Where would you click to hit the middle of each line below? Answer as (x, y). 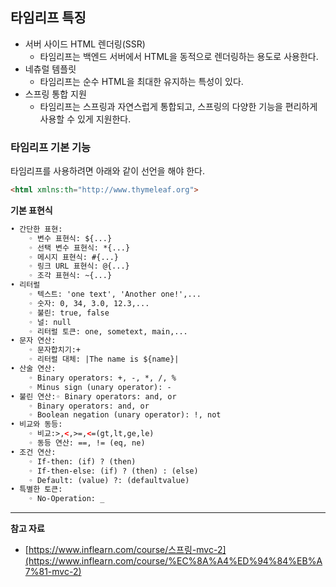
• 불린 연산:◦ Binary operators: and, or (93, 396)
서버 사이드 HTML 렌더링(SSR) (85, 44)
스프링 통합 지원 (55, 94)
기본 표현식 (31, 210)
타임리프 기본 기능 (51, 147)
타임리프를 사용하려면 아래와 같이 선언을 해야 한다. (108, 171)
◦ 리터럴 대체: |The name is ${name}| (104, 359)
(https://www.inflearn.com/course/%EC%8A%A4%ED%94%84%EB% (170, 561)
